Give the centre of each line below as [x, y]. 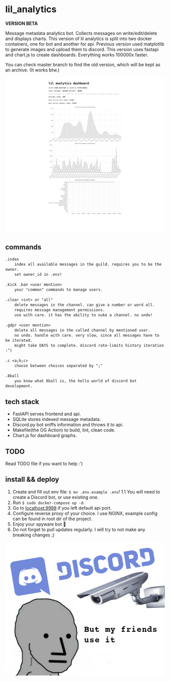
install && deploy [32, 479]
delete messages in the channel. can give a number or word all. [85, 305]
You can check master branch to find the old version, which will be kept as [83, 64]
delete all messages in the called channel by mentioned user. [82, 331]
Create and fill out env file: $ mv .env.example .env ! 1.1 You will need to [86, 492]
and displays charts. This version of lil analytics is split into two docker [79, 39]
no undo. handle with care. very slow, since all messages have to [87, 336]
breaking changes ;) [33, 535]
